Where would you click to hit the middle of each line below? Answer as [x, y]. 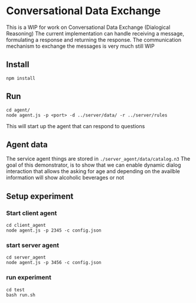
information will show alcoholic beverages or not [65, 178]
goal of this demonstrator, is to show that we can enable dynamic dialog [94, 165]
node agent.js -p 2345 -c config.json [54, 231]
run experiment [29, 278]
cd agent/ [18, 110]
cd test [16, 290]
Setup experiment [40, 196]
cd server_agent [26, 258]
